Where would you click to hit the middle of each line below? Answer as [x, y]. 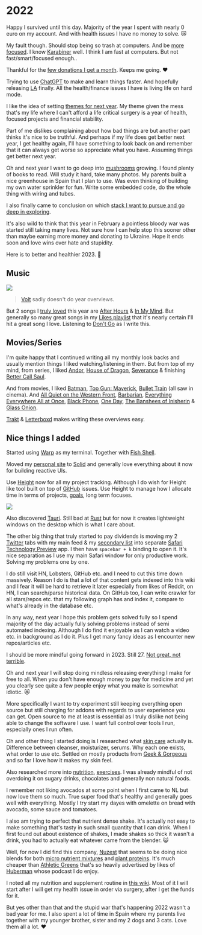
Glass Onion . [22, 407]
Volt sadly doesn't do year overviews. [68, 299]
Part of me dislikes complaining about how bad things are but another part [98, 130]
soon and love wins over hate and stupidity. [60, 243]
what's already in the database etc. [50, 606]
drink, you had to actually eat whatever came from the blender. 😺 [87, 840]
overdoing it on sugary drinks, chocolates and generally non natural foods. [99, 779]
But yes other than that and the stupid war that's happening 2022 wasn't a [98, 908]
